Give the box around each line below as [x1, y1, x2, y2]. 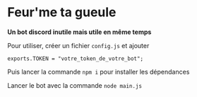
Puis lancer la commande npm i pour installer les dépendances [7, 67, 190, 76]
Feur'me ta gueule [7, 4, 117, 21]
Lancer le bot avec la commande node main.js [7, 81, 143, 89]
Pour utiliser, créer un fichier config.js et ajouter [7, 41, 150, 50]
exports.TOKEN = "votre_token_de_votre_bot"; [7, 55, 143, 62]
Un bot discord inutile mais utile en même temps [7, 28, 152, 36]
